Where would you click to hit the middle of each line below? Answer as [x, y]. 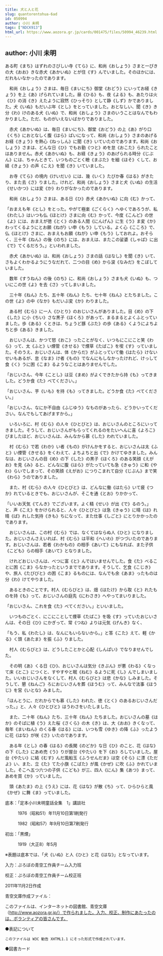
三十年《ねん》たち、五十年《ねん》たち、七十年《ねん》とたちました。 [81, 295]
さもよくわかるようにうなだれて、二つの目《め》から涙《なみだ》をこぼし [79, 262]
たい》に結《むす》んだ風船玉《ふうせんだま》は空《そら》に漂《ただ [88, 758]
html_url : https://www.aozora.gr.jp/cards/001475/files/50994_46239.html [81, 32]
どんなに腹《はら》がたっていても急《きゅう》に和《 [100, 465]
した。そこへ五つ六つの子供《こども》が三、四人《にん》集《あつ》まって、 [81, 770]
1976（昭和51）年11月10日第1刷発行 [53, 813]
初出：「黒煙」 [19, 834]
